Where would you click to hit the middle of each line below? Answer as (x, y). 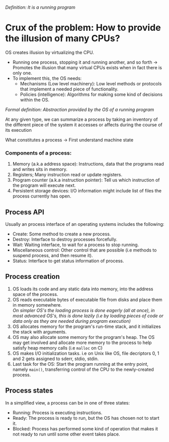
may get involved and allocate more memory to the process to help (82, 342)
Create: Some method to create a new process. (62, 234)
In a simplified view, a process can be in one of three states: (68, 403)
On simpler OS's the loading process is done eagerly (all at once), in (83, 310)
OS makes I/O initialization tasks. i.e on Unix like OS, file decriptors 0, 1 (86, 353)
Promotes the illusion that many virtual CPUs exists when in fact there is (87, 67)
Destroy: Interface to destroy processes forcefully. (65, 239)
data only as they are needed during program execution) (72, 321)
